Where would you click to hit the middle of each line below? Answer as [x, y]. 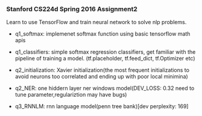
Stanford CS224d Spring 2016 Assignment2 [72, 9]
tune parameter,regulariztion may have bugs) [71, 95]
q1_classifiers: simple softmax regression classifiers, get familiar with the [105, 52]
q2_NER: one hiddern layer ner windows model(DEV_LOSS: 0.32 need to [105, 88]
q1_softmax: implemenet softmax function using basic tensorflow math [103, 34]
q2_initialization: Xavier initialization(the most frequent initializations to [102, 70]
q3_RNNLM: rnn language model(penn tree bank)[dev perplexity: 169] [102, 106]
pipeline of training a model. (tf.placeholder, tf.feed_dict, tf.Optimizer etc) [105, 59]
